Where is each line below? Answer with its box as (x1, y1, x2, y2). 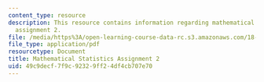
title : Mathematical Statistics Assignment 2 (8, 55, 159, 63)
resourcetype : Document (8, 48, 86, 55)
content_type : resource (8, 11, 86, 20)
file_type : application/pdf (8, 41, 101, 48)
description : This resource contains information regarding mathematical (8, 19, 255, 27)
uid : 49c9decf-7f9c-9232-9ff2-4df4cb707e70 (8, 62, 153, 70)
